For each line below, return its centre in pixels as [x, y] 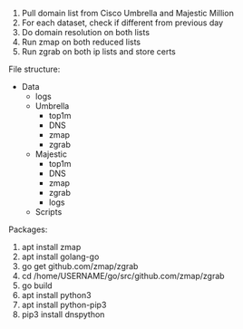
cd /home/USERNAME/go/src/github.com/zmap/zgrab [123, 276]
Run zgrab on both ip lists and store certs [98, 52]
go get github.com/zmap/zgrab [80, 266]
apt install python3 [56, 295]
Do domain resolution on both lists [86, 32]
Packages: [28, 229]
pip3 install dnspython [63, 314]
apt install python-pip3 [64, 305]
